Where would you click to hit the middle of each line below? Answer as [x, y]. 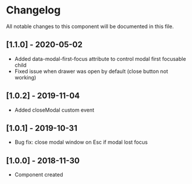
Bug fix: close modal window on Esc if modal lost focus [81, 142]
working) [25, 77]
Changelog [33, 10]
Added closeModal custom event [54, 110]
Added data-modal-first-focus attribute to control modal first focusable [100, 58]
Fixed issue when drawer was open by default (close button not [91, 71]
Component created [39, 175]
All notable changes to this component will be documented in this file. [90, 26]
